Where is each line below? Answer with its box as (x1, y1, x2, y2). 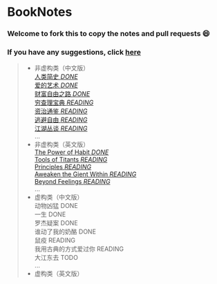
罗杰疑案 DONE (34, 219, 78, 227)
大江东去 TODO (34, 254, 78, 262)
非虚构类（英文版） (34, 140, 90, 149)
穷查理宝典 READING (34, 98, 94, 107)
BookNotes (7, 4, 73, 20)
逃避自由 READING (34, 115, 88, 124)
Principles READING (34, 163, 92, 171)
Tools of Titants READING (34, 155, 108, 164)
